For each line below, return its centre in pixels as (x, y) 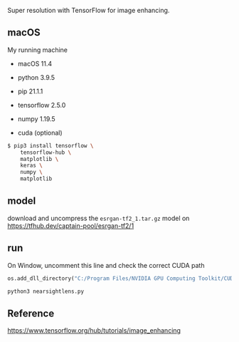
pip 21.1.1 (30, 91)
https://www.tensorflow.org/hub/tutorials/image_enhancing (94, 331)
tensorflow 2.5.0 (42, 105)
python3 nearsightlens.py (46, 291)
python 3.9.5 (36, 77)
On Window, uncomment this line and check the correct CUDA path (106, 265)
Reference (31, 313)
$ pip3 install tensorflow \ (51, 145)
